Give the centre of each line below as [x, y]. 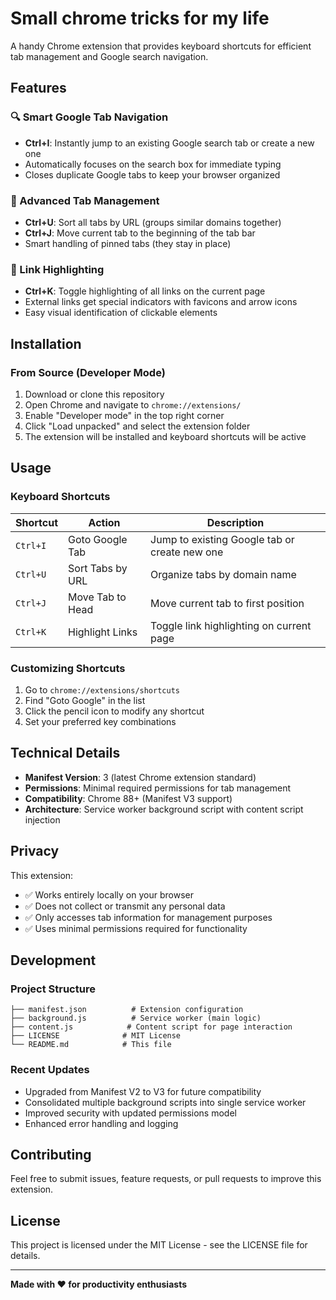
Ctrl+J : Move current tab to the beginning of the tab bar [140, 233]
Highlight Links [103, 632]
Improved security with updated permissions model [130, 1113]
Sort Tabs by [98, 568]
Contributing [51, 1154]
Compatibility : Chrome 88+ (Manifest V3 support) [128, 798]
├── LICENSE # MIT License [96, 1036]
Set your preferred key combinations [100, 721]
